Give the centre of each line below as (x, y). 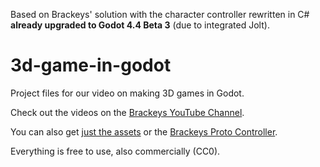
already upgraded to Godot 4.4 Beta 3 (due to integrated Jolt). (140, 25)
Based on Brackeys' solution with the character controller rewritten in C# (160, 14)
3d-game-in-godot (91, 65)
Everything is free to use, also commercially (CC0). (115, 151)
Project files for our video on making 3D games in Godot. (127, 93)
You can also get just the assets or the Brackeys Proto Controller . (144, 131)
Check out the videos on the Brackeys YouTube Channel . (127, 112)
